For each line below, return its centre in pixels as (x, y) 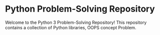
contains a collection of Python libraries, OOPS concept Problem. (71, 27)
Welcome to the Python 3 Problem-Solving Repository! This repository (76, 22)
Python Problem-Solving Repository (80, 9)
